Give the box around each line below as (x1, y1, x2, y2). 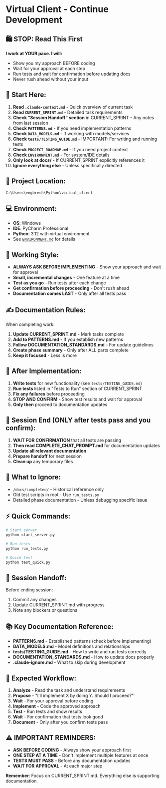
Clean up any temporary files (12, 458, 73, 464)
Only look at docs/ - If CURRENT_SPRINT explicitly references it (12, 157, 145, 163)
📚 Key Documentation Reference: (5, 622, 114, 631)
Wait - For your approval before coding (12, 698, 94, 704)
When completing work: (5, 321, 55, 327)
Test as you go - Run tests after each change (12, 280, 106, 286)
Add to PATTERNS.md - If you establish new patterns (12, 336, 124, 342)
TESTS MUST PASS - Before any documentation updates (12, 757, 131, 763)
